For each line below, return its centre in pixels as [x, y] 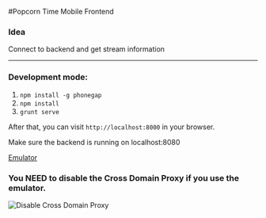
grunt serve [39, 112]
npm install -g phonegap [61, 95]
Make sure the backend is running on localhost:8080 [94, 142]
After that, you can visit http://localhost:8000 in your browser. [112, 127]
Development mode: [48, 77]
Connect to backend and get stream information [86, 49]
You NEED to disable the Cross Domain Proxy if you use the [124, 178]
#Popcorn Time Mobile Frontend [61, 11]
